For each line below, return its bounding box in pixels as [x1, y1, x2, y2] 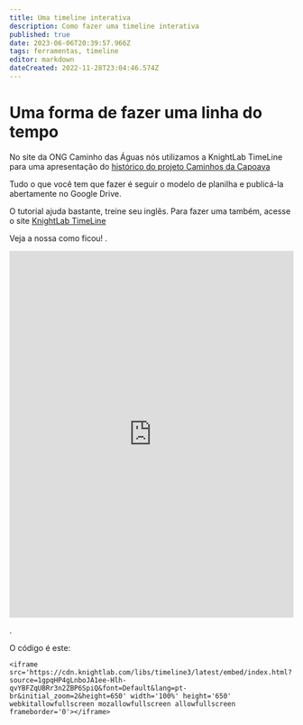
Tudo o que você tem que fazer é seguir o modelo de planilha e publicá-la [9, 178, 284, 190]
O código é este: [9, 642, 71, 653]
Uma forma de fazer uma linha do [9, 103, 263, 123]
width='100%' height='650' [130, 692, 232, 701]
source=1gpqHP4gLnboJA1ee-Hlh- [9, 675, 127, 684]
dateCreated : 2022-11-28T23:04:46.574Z [9, 64, 160, 73]
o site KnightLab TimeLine [9, 215, 106, 226]
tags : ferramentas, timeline [9, 47, 119, 56]
